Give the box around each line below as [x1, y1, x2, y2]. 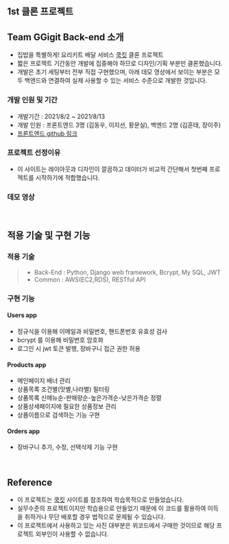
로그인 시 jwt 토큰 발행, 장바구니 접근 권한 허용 [16, 344, 141, 352]
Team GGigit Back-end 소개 [7, 31, 124, 42]
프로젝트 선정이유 [7, 148, 61, 158]
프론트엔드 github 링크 [16, 129, 77, 138]
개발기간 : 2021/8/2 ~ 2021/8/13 [16, 112, 105, 121]
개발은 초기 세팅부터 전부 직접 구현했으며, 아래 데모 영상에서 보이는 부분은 [16, 68, 213, 76]
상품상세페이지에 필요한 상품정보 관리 [16, 402, 117, 410]
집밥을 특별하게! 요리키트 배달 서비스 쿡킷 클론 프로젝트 [16, 51, 164, 59]
